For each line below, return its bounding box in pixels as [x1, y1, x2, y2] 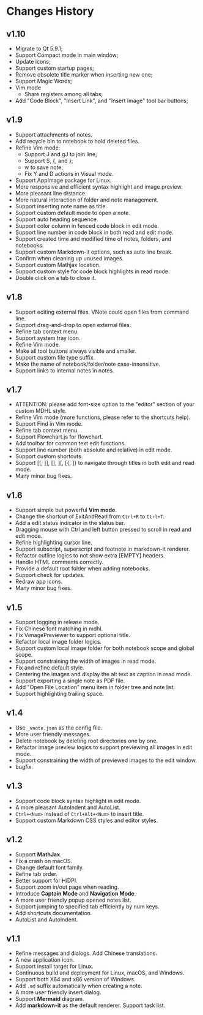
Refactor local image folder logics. [15, 638, 102, 646]
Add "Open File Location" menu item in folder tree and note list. [15, 684, 175, 691]
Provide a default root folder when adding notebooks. [15, 565, 150, 572]
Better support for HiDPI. [15, 877, 78, 884]
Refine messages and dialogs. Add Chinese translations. [15, 949, 158, 957]
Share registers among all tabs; [24, 91, 103, 97]
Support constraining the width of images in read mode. [15, 657, 157, 665]
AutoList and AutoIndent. [15, 916, 78, 923]
